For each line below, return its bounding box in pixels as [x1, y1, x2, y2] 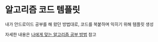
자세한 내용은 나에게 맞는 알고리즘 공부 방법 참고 [5, 31, 97, 37]
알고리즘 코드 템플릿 [5, 4, 81, 15]
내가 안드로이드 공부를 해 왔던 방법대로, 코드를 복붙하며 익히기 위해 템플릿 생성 [5, 21, 154, 27]
